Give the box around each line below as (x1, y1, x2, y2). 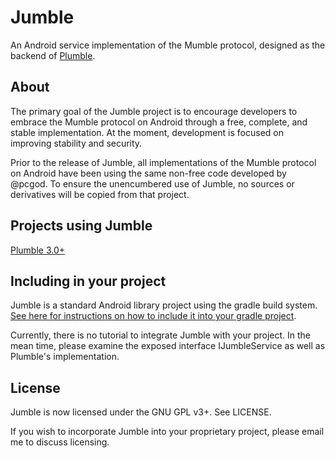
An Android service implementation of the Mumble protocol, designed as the (10, 39, 326, 51)
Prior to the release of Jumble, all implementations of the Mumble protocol (10, 156, 317, 168)
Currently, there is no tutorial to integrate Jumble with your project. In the (10, 329, 312, 341)
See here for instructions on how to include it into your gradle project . (10, 310, 297, 322)
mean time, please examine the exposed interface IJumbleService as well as (10, 340, 326, 352)
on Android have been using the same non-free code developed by (10, 167, 287, 179)
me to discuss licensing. (10, 436, 110, 448)
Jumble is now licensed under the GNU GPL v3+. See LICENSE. (10, 406, 272, 418)
